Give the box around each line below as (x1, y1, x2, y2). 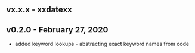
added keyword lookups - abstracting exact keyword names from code (14, 41, 190, 48)
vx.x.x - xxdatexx (6, 5, 73, 15)
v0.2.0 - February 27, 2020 (6, 25, 109, 35)
